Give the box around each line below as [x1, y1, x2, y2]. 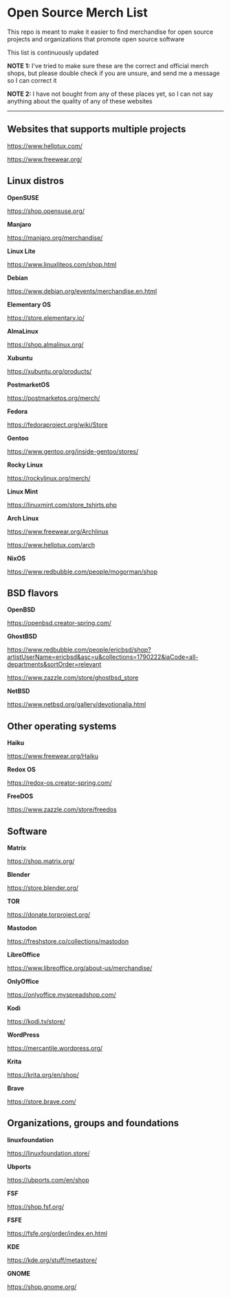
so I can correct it [7, 76, 57, 84]
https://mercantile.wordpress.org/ [7, 1044, 103, 1052]
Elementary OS [7, 300, 52, 308]
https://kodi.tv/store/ [7, 1017, 65, 1025]
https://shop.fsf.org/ [7, 1202, 64, 1210]
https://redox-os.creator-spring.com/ [7, 779, 112, 787]
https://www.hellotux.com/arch [7, 540, 95, 549]
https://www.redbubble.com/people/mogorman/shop [7, 567, 158, 576]
